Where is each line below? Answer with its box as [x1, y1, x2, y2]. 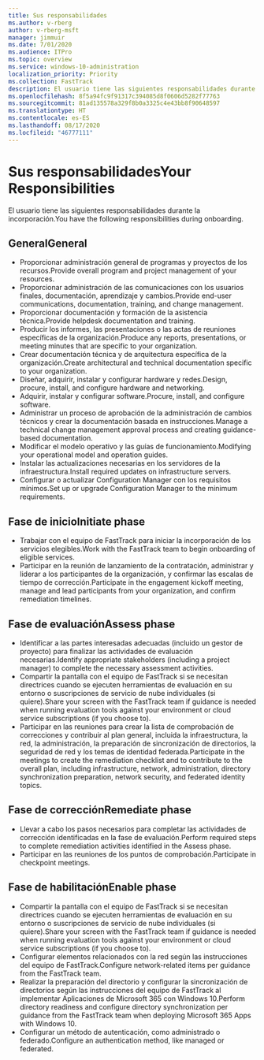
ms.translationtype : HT [8, 107, 87, 115]
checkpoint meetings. [19, 857, 91, 867]
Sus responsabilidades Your [8, 162, 191, 180]
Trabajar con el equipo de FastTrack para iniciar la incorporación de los [19, 536, 251, 545]
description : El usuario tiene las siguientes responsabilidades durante [8, 84, 256, 93]
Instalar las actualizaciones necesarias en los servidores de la [19, 459, 221, 468]
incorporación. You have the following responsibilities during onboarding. [8, 214, 244, 223]
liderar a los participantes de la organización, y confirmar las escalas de [19, 569, 254, 579]
